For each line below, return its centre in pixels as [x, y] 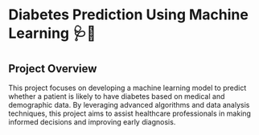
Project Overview [53, 69]
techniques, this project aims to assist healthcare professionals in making [130, 113]
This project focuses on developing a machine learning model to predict [127, 88]
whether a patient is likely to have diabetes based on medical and [117, 96]
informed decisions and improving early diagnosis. [92, 122]
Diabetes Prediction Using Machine [129, 15]
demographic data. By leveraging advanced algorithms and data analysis [129, 105]
